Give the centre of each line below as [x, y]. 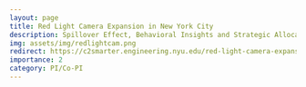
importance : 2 [36, 60]
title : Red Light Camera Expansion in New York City [112, 26]
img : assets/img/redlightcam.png [73, 43]
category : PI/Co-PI [46, 69]
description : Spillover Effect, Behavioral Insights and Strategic [140, 34]
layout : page [34, 18]
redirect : [28, 52]
